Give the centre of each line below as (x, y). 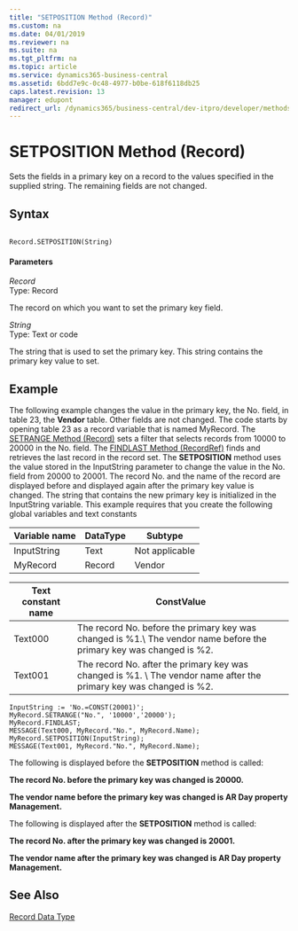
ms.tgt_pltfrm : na (43, 59)
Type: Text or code (43, 334)
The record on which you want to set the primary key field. (116, 308)
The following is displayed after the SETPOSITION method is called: (133, 824)
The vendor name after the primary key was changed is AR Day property (145, 858)
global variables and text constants (73, 514)
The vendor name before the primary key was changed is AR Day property (149, 797)
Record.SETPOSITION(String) (61, 242)
